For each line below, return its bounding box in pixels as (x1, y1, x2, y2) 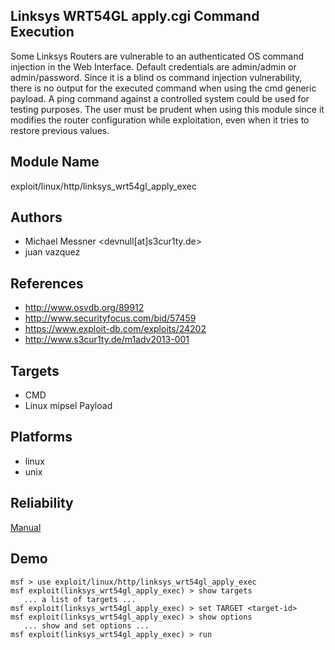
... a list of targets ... (23, 594, 137, 604)
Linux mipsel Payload (24, 400, 113, 412)
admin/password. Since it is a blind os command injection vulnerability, (10, 71, 303, 83)
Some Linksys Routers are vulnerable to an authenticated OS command (10, 50, 305, 62)
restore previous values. (10, 124, 110, 136)
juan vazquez (24, 246, 81, 258)
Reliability (10, 495, 74, 512)
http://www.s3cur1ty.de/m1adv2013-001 (24, 334, 190, 346)
